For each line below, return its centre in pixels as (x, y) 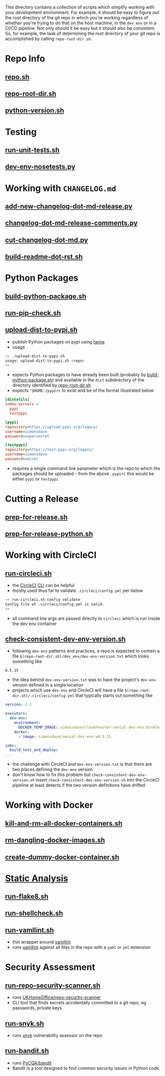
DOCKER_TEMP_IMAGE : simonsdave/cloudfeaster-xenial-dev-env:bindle (89, 727)
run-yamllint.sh (30, 930)
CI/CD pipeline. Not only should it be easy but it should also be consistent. (81, 28)
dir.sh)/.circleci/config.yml (43, 696)
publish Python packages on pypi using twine (58, 342)
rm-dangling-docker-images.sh (55, 840)
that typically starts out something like (114, 695)
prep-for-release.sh (36, 517)
